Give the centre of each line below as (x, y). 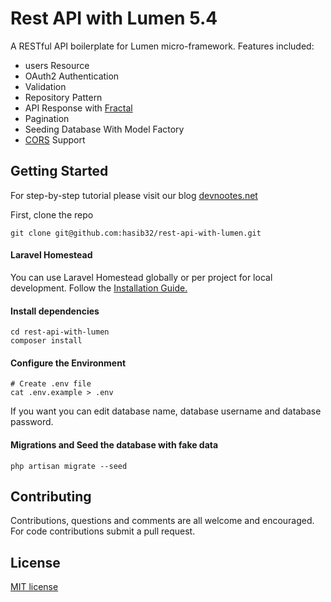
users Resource (57, 65)
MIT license (34, 587)
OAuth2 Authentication (72, 76)
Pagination (47, 118)
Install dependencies (55, 311)
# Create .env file (51, 384)
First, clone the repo (52, 214)
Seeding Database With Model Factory (104, 129)
